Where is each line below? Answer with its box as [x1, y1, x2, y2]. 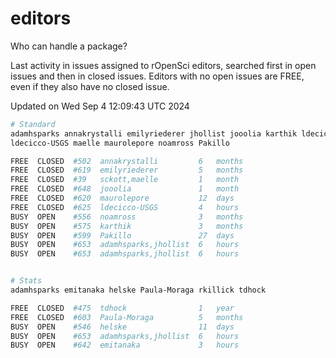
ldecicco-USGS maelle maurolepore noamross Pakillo [10, 138, 230, 148]
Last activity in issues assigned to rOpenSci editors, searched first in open [10, 59, 317, 71]
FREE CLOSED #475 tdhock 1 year [10, 303, 235, 313]
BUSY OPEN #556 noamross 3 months [10, 212, 244, 222]
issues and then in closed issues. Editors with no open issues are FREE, [10, 70, 305, 82]
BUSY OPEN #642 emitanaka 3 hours [10, 340, 240, 351]
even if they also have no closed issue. [10, 80, 170, 92]
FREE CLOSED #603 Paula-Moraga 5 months [10, 312, 244, 322]
